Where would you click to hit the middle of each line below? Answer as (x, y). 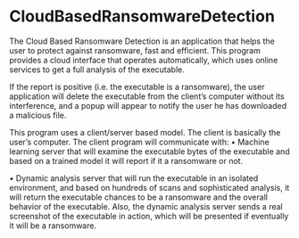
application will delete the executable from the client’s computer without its (147, 96)
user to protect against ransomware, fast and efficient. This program (135, 50)
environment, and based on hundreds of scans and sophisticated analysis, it (149, 187)
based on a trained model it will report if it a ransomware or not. (126, 160)
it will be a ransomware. (53, 226)
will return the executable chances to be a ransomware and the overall (138, 197)
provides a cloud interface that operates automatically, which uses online (144, 60)
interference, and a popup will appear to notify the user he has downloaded (148, 105)
